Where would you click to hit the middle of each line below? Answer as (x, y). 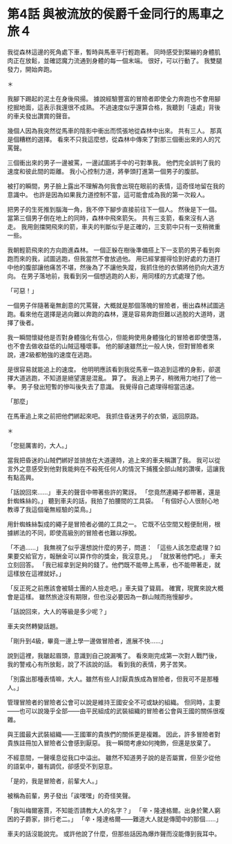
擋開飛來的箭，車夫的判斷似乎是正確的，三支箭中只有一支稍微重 (130, 226)
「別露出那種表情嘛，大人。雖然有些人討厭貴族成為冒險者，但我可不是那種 (113, 679)
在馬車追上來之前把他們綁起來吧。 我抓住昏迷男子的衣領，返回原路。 (105, 416)
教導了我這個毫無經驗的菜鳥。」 (51, 509)
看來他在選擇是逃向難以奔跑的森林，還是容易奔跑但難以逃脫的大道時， (119, 314)
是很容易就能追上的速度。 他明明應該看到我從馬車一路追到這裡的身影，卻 (111, 369)
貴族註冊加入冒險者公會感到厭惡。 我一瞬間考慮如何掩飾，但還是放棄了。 (111, 743)
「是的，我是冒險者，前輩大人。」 (54, 781)
